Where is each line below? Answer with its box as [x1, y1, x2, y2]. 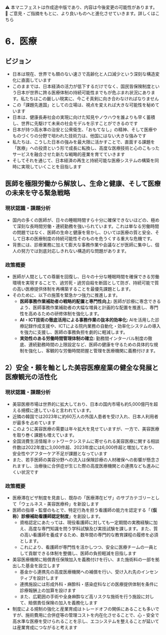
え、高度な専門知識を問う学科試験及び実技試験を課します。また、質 [19, 525, 158, 531]
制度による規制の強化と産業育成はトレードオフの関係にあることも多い [12, 606, 155, 612]
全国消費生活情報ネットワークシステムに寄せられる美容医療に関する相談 [12, 438, 160, 444]
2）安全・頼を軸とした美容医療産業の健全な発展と [5, 364, 159, 372]
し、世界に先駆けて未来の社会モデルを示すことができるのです [12, 121, 138, 126]
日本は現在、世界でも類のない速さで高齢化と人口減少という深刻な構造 [12, 71, 156, 77]
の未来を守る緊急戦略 [5, 189, 70, 197]
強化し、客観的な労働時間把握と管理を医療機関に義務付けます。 [28, 347, 158, 353]
